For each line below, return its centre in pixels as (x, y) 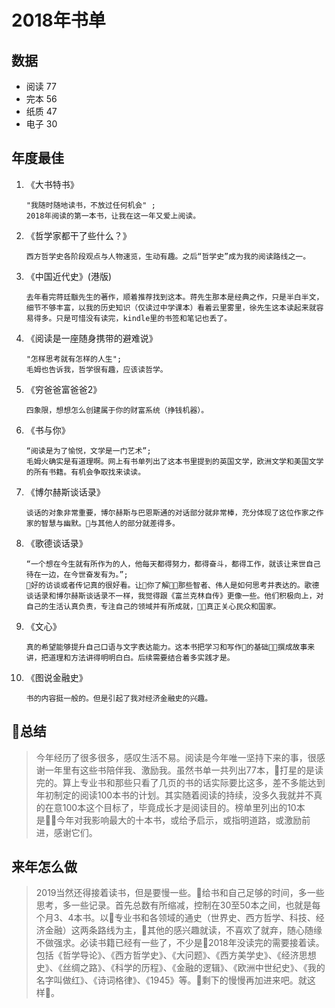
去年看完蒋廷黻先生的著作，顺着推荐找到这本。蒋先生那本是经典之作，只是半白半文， (174, 297)
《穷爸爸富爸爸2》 (64, 389)
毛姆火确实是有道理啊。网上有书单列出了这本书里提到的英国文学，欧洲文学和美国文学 (174, 461)
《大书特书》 (52, 184)
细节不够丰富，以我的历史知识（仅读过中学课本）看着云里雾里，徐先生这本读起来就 (171, 307)
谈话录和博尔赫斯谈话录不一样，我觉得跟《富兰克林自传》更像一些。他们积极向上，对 (174, 596)
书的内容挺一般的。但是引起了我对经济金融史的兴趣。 (119, 698)
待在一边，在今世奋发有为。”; (77, 574)
